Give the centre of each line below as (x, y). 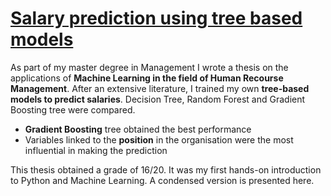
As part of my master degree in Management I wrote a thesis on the (149, 67)
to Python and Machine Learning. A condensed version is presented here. (162, 180)
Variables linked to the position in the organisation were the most (159, 139)
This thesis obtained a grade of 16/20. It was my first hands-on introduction (166, 169)
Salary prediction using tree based (156, 18)
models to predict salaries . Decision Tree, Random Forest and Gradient (158, 99)
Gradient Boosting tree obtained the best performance (138, 129)
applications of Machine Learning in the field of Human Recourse (147, 78)
